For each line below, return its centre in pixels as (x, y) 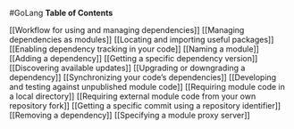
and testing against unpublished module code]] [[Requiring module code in (147, 87)
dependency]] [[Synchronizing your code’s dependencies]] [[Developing (143, 77)
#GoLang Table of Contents (61, 13)
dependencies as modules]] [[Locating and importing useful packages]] (142, 40)
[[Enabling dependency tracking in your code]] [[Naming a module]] (134, 49)
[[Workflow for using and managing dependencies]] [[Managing (127, 30)
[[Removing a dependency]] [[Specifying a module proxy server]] (130, 115)
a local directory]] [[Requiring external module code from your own (133, 96)
